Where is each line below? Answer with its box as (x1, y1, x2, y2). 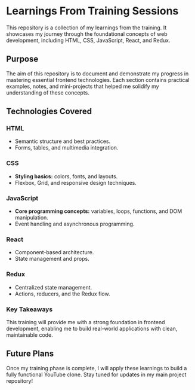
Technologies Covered (6, 106, 92, 117)
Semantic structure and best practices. (14, 138, 111, 145)
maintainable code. (6, 331, 54, 339)
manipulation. (14, 214, 49, 221)
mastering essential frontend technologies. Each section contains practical (6, 76, 190, 83)
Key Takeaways (6, 305, 53, 313)
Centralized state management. (14, 284, 92, 291)
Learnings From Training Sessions (6, 4, 179, 18)
